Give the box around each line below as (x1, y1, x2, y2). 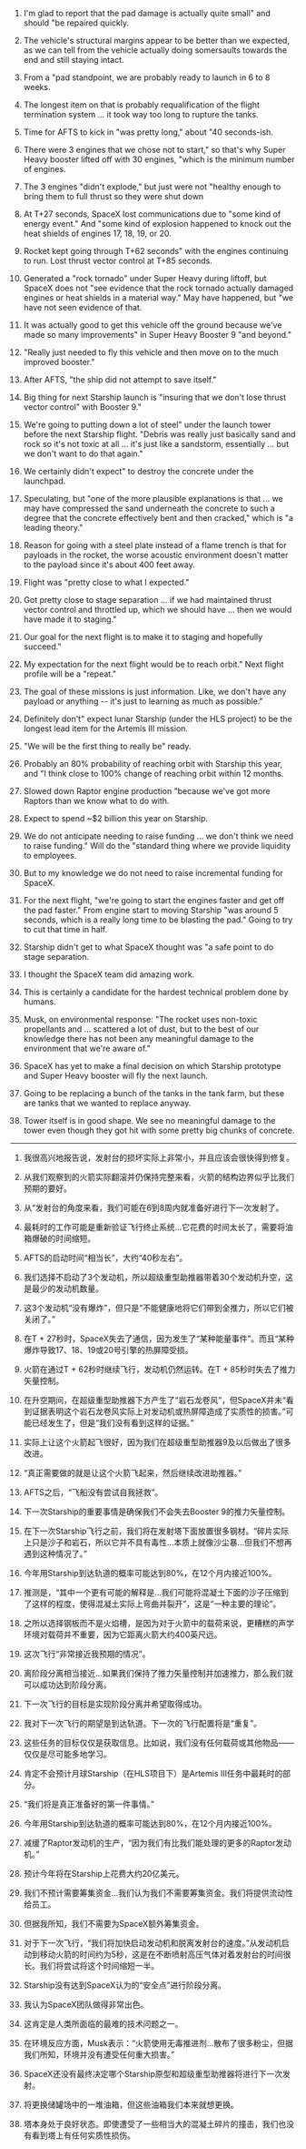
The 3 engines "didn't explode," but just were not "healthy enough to (23, 181, 281, 192)
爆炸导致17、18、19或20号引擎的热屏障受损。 (23, 1345, 193, 1355)
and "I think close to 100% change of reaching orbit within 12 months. (23, 769, 284, 779)
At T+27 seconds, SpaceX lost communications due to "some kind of (23, 209, 281, 219)
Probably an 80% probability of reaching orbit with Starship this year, (23, 759, 283, 769)
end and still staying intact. (23, 55, 124, 65)
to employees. (23, 850, 77, 861)
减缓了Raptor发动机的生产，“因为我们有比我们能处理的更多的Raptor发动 (23, 1838, 291, 1848)
